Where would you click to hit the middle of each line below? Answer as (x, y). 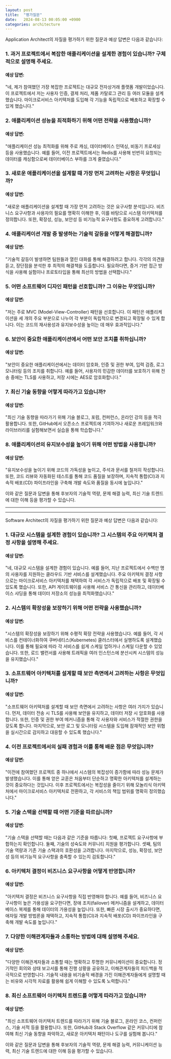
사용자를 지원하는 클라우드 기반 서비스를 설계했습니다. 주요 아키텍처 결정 (82, 574)
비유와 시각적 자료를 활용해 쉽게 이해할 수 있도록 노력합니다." (70, 981)
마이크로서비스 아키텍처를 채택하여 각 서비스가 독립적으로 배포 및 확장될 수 (92, 581)
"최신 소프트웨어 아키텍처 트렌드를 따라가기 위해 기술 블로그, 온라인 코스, (77, 1021)
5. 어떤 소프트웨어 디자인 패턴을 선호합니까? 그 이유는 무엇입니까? (80, 286)
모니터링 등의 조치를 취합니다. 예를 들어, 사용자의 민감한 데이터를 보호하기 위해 (83, 371)
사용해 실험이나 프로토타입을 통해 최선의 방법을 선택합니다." (73, 272)
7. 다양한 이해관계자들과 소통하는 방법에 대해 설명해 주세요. (73, 936)
